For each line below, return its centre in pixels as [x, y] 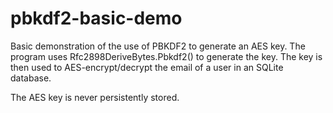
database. [31, 78]
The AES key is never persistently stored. [95, 97]
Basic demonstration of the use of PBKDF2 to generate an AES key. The [158, 46]
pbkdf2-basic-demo [96, 18]
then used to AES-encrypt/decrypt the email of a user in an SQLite [147, 67]
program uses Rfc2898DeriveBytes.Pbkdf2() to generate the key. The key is [166, 56]
